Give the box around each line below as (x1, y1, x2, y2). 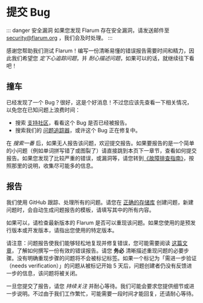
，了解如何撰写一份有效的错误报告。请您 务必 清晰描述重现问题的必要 (11, 247, 184, 254)
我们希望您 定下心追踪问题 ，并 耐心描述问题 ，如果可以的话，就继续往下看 (11, 54, 195, 62)
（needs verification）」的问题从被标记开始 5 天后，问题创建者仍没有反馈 (6, 262, 187, 269)
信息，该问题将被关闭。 (22, 269, 80, 276)
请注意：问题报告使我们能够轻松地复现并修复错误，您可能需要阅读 (6, 239, 170, 246)
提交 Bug (6, 5, 51, 19)
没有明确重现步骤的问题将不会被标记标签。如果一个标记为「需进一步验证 (16, 254, 197, 261)
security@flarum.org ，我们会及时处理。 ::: (6, 34, 113, 41)
